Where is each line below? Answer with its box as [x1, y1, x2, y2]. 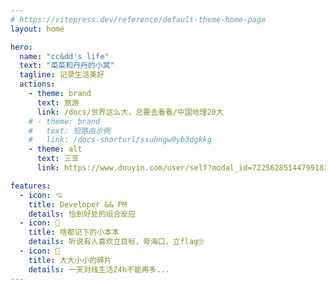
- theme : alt [28, 144, 83, 155]
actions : [19, 79, 56, 90]
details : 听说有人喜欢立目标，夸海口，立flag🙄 [28, 237, 205, 247]
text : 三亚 [36, 154, 80, 164]
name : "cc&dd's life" [19, 51, 110, 61]
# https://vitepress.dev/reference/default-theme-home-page [10, 14, 267, 25]
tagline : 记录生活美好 [19, 70, 105, 80]
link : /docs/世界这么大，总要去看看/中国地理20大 [36, 107, 224, 117]
